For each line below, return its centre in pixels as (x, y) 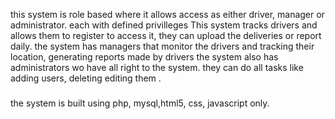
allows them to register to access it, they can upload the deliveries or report (166, 35)
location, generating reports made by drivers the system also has (144, 57)
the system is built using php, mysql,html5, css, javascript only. (140, 103)
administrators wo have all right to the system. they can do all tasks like (157, 67)
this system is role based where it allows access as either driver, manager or (167, 14)
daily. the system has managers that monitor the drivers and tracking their (162, 46)
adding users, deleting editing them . (86, 78)
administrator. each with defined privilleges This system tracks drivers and (164, 25)
